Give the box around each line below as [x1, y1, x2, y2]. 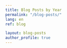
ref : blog [5, 21, 26, 27]
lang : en [5, 17, 24, 22]
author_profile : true [5, 35, 51, 40]
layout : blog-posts [5, 31, 46, 36]
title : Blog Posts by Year [5, 7, 62, 13]
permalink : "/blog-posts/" [5, 12, 62, 17]
